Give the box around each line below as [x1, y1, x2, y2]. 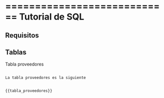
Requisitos [5, 31, 39, 39]
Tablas [5, 48, 26, 56]
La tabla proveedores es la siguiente [5, 75, 86, 80]
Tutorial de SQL [19, 11, 84, 22]
